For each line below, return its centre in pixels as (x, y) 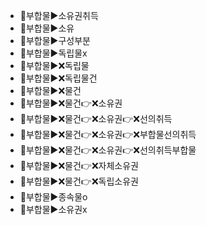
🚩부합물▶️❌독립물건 (58, 78)
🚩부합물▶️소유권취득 (59, 15)
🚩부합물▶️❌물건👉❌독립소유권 (79, 181)
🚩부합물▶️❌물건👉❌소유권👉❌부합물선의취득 (108, 134)
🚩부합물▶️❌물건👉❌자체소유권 (79, 165)
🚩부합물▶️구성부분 (55, 40)
